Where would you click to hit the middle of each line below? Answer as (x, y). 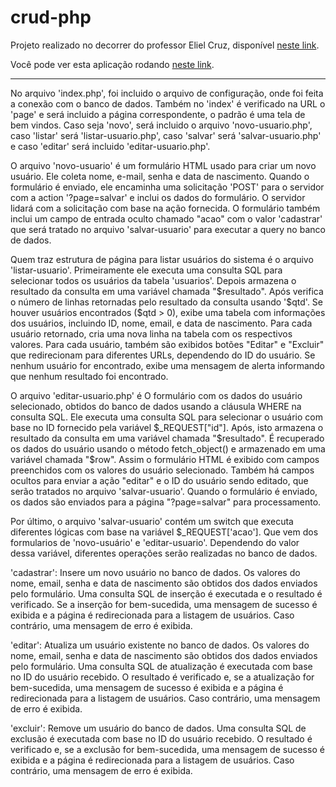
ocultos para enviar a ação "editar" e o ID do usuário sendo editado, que (159, 480)
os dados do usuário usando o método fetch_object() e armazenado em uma (168, 448)
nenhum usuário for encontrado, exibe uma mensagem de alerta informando (168, 365)
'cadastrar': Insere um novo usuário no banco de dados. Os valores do (155, 572)
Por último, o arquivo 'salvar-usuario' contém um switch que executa (152, 521)
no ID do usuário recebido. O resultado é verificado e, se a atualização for (162, 677)
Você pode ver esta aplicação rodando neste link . (112, 64)
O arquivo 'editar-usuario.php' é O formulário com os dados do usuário (156, 395)
